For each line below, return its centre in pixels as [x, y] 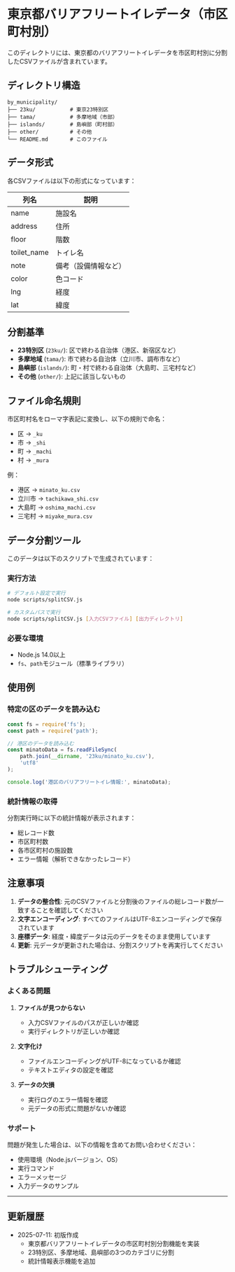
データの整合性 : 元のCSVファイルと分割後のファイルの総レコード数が [117, 901]
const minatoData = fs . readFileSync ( [62, 750]
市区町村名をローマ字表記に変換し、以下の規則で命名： [87, 419]
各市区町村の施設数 [45, 851]
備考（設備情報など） [91, 265]
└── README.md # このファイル [57, 139]
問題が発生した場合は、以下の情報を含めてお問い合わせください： [102, 1145]
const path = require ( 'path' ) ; [53, 731]
